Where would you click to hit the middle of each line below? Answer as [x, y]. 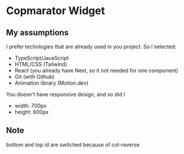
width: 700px [31, 106]
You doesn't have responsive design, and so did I [66, 94]
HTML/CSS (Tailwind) [41, 64]
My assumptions [37, 33]
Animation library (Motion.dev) [51, 83]
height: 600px [31, 112]
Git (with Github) [34, 77]
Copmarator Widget [56, 11]
